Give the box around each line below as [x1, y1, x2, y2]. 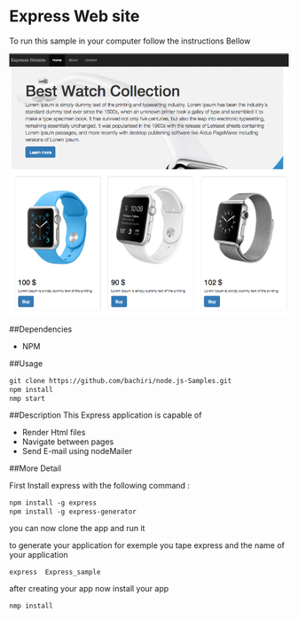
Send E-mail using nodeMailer [21, 445, 133, 456]
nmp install [9, 601, 53, 610]
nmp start [9, 394, 46, 403]
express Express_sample [9, 568, 101, 576]
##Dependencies [9, 324, 73, 334]
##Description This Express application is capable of [9, 410, 202, 420]
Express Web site [9, 6, 140, 27]
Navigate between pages [21, 436, 114, 447]
